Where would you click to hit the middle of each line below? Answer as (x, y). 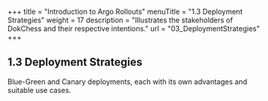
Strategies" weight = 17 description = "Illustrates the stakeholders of (120, 20)
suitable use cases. (39, 90)
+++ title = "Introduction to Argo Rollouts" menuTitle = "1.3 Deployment (125, 12)
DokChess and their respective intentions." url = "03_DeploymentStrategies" (134, 28)
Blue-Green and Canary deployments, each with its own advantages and (128, 81)
